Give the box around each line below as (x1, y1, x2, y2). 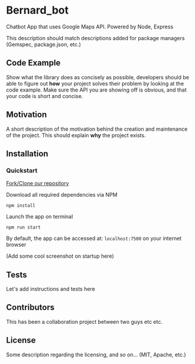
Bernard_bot (6, 4, 69, 17)
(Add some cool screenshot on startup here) (6, 252, 114, 260)
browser (6, 241, 27, 248)
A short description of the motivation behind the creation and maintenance (6, 125, 188, 132)
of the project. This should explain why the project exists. (6, 131, 146, 139)
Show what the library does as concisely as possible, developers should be (6, 73, 189, 80)
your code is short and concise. (6, 92, 83, 99)
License (6, 335, 36, 346)
